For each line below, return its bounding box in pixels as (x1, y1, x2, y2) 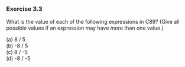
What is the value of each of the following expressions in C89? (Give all (6, 18, 180, 25)
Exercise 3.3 (6, 5, 43, 13)
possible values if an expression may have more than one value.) (6, 24, 164, 31)
